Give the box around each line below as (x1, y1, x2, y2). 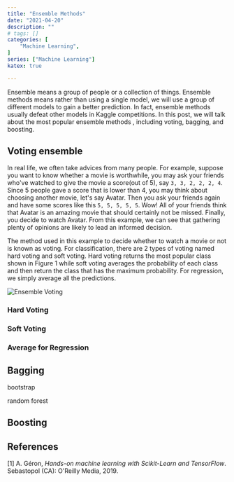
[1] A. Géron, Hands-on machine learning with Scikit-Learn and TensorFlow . (7, 460, 227, 468)
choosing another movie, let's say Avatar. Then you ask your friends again (7, 193, 221, 202)
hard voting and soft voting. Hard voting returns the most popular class (7, 252, 212, 260)
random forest (7, 397, 48, 405)
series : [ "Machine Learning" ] (7, 56, 96, 63)
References (7, 441, 59, 453)
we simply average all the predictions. (7, 274, 117, 282)
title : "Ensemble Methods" (7, 10, 86, 18)
